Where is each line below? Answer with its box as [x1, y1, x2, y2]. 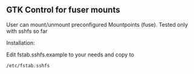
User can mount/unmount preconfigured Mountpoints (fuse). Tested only [6, 21, 189, 28]
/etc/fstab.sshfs [6, 62, 50, 69]
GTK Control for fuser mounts [6, 5, 120, 15]
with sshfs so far [6, 27, 48, 35]
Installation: [6, 39, 35, 46]
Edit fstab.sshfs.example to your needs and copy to [6, 51, 135, 58]
